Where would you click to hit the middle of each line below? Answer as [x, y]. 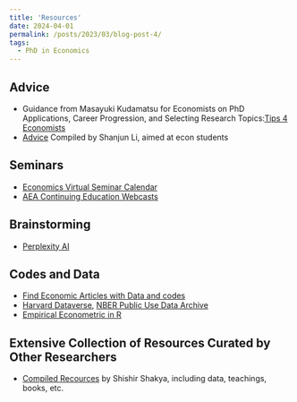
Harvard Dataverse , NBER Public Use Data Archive [115, 305]
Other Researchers [64, 357]
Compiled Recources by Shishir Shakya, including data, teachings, [144, 379]
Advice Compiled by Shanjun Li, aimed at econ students [125, 137]
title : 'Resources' [46, 17]
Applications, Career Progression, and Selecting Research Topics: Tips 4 [155, 118]
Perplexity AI [46, 246]
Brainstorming [50, 225]
